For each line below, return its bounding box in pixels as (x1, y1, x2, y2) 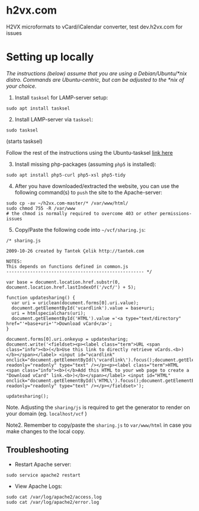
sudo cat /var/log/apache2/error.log (6, 499, 99, 505)
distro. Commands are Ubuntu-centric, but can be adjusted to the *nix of (6, 76, 185, 83)
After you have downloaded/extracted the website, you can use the (14, 182, 179, 190)
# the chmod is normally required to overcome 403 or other (6, 210, 158, 216)
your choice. (6, 82, 37, 90)
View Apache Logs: (14, 483, 63, 490)
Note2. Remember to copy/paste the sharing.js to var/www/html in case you (6, 421, 192, 429)
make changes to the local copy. (6, 427, 85, 435)
